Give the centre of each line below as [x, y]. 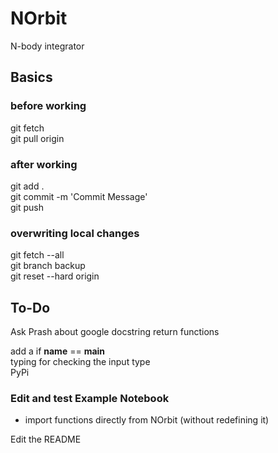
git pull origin [37, 138]
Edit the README [46, 439]
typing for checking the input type [80, 362]
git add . [27, 186]
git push [27, 207]
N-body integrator [47, 46]
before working [48, 106]
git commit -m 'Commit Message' [79, 196]
